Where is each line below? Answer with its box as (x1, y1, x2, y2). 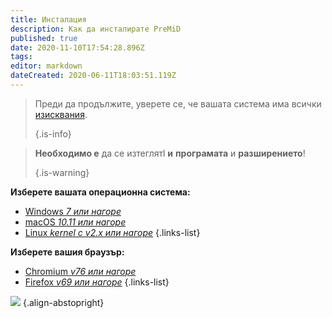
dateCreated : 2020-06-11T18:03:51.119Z (10, 71, 177, 81)
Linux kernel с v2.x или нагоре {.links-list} (24, 226, 201, 238)
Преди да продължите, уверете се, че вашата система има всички (34, 97, 322, 110)
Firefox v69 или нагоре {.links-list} (24, 276, 170, 288)
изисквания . (34, 108, 88, 120)
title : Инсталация (10, 14, 87, 25)
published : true (10, 33, 78, 43)
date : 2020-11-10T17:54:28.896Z (10, 42, 145, 53)
